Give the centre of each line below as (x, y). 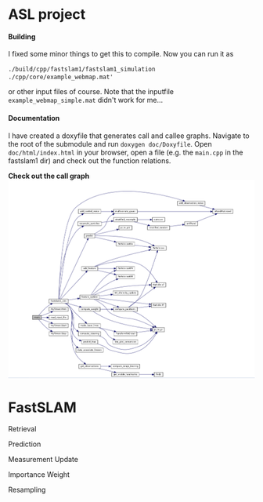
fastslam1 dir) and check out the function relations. (90, 160)
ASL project (47, 15)
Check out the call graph (49, 176)
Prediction (25, 444)
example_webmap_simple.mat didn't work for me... (86, 100)
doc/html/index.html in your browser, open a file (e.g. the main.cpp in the (126, 152)
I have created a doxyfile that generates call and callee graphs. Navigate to (129, 136)
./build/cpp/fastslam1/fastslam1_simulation (82, 69)
